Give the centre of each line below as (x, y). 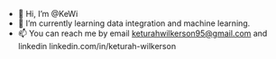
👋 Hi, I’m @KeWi (48, 14)
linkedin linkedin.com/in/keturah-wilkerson (97, 46)
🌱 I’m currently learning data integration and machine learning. (134, 23)
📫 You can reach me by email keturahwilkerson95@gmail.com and (143, 33)
